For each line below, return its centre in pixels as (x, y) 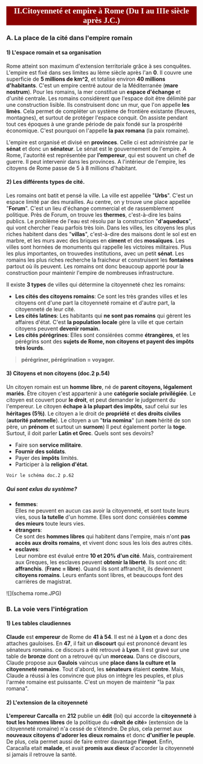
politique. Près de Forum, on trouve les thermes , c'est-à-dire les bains (94, 215)
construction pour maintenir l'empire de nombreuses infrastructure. (90, 272)
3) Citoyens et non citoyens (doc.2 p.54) (58, 373)
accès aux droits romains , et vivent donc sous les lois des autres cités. (104, 543)
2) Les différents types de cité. (46, 182)
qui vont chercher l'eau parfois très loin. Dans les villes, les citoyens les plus (101, 228)
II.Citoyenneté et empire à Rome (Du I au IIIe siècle (101, 11)
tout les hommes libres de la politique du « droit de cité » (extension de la (97, 722)
